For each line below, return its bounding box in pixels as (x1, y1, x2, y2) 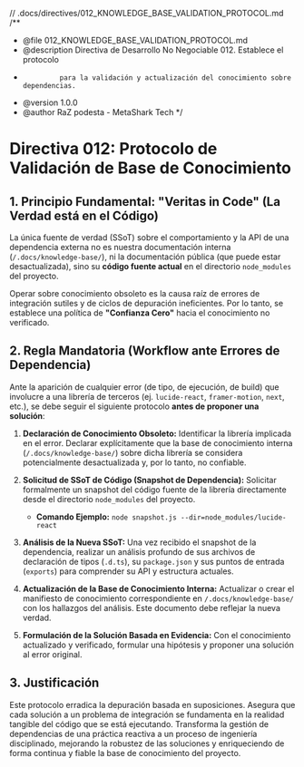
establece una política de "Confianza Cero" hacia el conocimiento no (9, 307, 270, 318)
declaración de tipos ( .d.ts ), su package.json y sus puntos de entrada (22, 556, 285, 567)
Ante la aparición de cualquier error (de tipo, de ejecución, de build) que (9, 381, 279, 393)
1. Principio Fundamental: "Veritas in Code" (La (9, 194, 281, 209)
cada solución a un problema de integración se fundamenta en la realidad (9, 709, 285, 720)
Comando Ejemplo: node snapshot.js (35, 511, 177, 522)
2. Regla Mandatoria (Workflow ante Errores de (9, 344, 280, 359)
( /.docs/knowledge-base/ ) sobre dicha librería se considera (22, 447, 243, 458)
